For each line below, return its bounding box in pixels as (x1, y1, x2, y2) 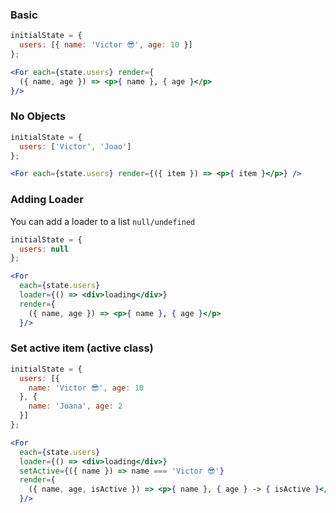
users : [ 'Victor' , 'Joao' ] (19, 141, 132, 152)
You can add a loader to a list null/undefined (10, 215, 196, 227)
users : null (19, 244, 70, 254)
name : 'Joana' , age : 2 (28, 401, 123, 412)
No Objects (10, 109, 67, 123)
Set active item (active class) (10, 341, 154, 355)
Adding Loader (10, 193, 84, 207)
